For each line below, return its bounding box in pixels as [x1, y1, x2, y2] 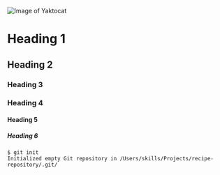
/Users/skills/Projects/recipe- [119, 155, 214, 162]
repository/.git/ [7, 161, 58, 168]
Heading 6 [7, 131, 38, 139]
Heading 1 [7, 31, 66, 47]
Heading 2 [7, 59, 54, 70]
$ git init [7, 149, 39, 156]
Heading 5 [7, 116, 38, 124]
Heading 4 [7, 98, 43, 108]
